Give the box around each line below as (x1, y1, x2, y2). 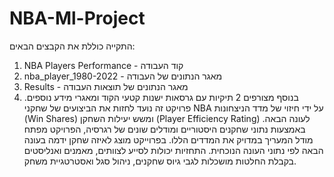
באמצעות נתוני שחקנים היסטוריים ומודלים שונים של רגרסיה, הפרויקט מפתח (23, 123, 306, 135)
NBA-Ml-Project (9, 7, 146, 30)
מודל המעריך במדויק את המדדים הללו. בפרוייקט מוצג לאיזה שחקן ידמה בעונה (23, 133, 314, 146)
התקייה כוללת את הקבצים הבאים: (9, 40, 136, 52)
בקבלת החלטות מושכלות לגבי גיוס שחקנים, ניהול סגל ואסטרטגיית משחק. (23, 155, 297, 167)
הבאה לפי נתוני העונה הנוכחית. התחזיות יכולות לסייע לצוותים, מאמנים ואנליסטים (23, 144, 324, 156)
